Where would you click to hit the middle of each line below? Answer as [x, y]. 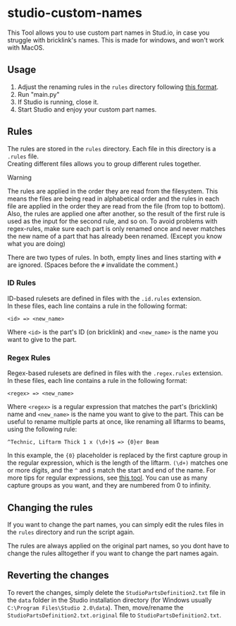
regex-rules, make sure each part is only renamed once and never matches [117, 228]
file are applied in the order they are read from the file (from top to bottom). [116, 206]
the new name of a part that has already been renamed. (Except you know [115, 236]
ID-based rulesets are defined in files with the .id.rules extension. [105, 298]
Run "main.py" [38, 94]
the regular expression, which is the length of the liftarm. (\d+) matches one [118, 463]
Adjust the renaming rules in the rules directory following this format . [118, 87]
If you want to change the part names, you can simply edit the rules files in [116, 524]
